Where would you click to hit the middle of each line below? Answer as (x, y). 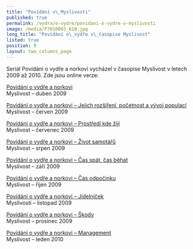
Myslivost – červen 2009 (37, 111)
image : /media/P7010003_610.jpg (47, 29)
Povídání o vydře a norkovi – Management (59, 233)
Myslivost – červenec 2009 (40, 130)
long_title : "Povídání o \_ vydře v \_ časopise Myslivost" (78, 35)
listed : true (23, 40)
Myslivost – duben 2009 (36, 93)
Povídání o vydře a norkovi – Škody (50, 214)
